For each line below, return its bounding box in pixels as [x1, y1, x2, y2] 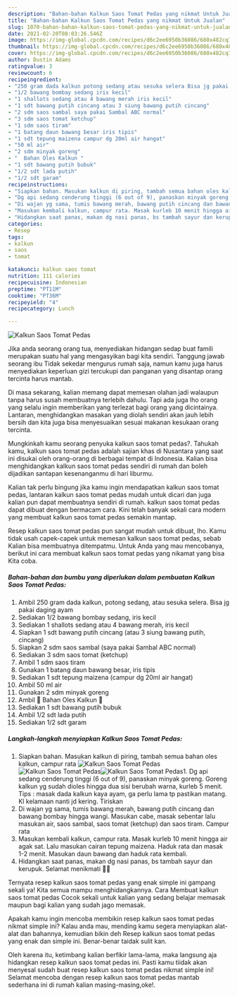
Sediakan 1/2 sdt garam [18, 718, 87, 727]
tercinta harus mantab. [8, 375, 74, 383]
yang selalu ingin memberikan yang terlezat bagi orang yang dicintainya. [8, 403, 219, 412]
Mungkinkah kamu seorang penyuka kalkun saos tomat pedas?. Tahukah [8, 439, 219, 448]
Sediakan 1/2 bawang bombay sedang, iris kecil [18, 613, 157, 622]
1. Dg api [183, 767, 208, 776]
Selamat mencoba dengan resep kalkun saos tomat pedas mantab [8, 973, 200, 982]
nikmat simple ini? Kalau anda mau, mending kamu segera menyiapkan [8, 922, 213, 930]
